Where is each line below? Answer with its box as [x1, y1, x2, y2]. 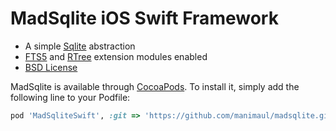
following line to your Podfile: [10, 91, 131, 103]
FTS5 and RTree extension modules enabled [24, 50, 208, 62]
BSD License [24, 61, 78, 73]
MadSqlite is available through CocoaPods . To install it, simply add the [10, 80, 300, 92]
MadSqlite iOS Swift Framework [10, 7, 279, 30]
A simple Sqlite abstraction [24, 40, 136, 52]
